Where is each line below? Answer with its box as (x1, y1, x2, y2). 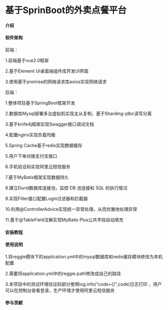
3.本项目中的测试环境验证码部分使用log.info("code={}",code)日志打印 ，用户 (5, 281, 162, 287)
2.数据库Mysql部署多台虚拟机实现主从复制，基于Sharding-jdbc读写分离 (5, 110, 152, 116)
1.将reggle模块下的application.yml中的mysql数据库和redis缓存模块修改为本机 (5, 253, 163, 259)
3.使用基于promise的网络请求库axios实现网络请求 (5, 78, 107, 84)
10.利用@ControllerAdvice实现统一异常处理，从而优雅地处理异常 (5, 206, 137, 212)
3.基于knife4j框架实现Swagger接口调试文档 (5, 121, 94, 127)
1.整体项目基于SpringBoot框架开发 (5, 99, 75, 105)
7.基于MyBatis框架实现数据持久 (5, 174, 69, 180)
